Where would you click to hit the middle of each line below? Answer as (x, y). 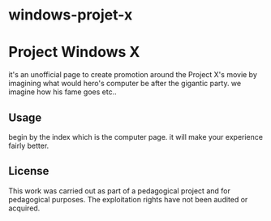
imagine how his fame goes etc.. (63, 92)
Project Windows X (74, 52)
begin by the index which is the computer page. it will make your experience (136, 136)
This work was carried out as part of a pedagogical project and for (120, 191)
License (29, 171)
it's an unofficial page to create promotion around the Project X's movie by (133, 75)
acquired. (24, 208)
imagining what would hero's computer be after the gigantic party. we (125, 84)
